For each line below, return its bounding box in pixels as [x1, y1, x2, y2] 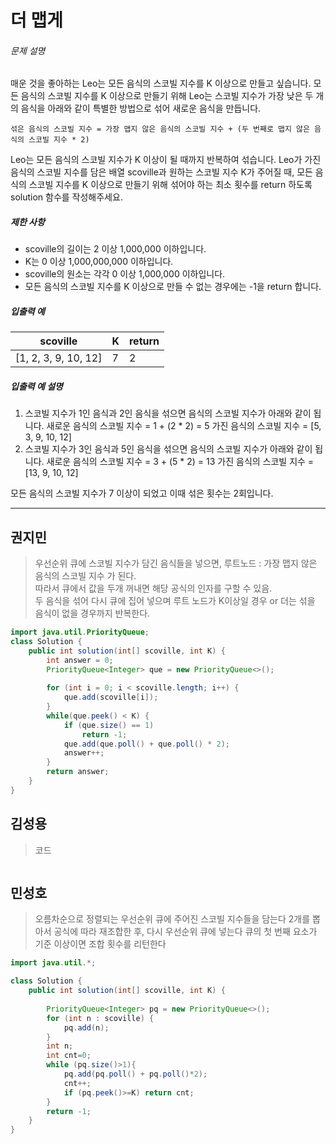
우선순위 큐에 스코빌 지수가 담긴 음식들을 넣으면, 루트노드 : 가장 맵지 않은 [34, 557, 318, 570]
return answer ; [46, 767, 110, 777]
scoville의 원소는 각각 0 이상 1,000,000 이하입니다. [24, 268, 226, 280]
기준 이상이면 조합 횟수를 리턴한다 [34, 938, 167, 950]
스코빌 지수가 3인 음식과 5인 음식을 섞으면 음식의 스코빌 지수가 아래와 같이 [24, 443, 313, 455]
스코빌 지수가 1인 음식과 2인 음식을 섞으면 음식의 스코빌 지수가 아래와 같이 [24, 407, 312, 420]
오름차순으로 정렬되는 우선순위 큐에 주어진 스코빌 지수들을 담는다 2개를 [34, 913, 311, 925]
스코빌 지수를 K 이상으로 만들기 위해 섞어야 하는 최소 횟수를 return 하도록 [28, 179, 313, 191]
